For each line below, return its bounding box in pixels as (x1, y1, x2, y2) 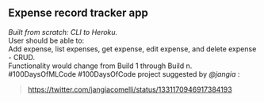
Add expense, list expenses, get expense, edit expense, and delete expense (8, 43, 257, 54)
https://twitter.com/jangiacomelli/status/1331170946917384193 (27, 85, 232, 94)
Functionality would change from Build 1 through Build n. (8, 61, 193, 70)
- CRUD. (8, 52, 36, 62)
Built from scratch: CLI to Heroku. (8, 27, 118, 36)
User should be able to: (8, 36, 85, 45)
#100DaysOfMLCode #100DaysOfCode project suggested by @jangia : (8, 69, 240, 78)
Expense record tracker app (8, 6, 148, 20)
